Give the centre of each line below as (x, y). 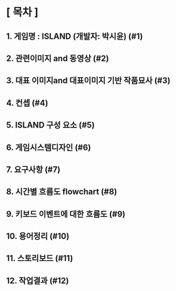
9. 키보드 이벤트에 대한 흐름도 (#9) (66, 214)
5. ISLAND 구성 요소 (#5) (51, 125)
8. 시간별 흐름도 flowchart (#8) (62, 192)
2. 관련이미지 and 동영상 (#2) (58, 58)
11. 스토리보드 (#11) (40, 258)
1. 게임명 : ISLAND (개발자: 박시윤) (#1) (75, 36)
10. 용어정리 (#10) (38, 236)
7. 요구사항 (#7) (33, 169)
